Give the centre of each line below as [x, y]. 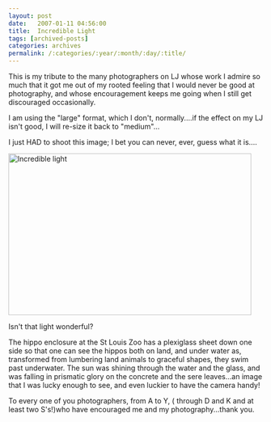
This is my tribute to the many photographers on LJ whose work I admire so [135, 76]
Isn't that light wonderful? [51, 327]
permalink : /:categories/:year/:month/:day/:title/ [97, 53]
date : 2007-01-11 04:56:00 [57, 23]
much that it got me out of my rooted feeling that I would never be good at [131, 85]
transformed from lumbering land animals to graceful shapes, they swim [129, 359]
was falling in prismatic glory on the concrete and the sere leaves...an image [135, 376]
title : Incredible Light [52, 31]
